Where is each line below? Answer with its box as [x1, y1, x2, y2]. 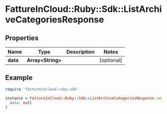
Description [66, 49, 95, 55]
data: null [9, 100, 32, 105]
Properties [5, 34, 39, 42]
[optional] [99, 57, 123, 63]
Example [5, 73, 33, 82]
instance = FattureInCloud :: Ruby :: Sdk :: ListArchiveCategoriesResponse [5, 96, 155, 101]
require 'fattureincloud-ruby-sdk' [5, 87, 79, 92]
